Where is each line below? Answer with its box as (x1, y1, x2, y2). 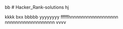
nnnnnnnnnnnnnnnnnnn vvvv (5, 19, 67, 25)
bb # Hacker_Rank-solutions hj (5, 4, 69, 10)
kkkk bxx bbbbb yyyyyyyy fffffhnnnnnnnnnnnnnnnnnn (5, 14, 118, 19)
